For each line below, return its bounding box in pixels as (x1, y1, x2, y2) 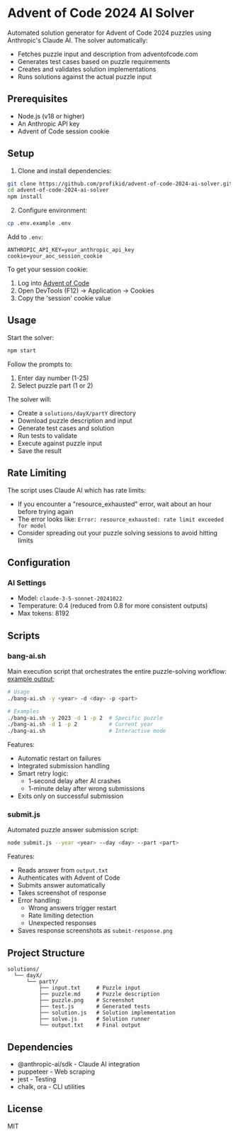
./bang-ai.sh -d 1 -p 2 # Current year (7, 721, 154, 728)
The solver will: (7, 395, 52, 403)
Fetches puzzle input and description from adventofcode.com (17, 50, 198, 58)
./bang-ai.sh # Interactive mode (7, 728, 166, 735)
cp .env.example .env (7, 220, 72, 227)
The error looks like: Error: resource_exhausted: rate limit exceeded (17, 515, 225, 523)
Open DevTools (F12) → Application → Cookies (17, 286, 154, 295)
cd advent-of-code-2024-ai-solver (7, 187, 110, 194)
